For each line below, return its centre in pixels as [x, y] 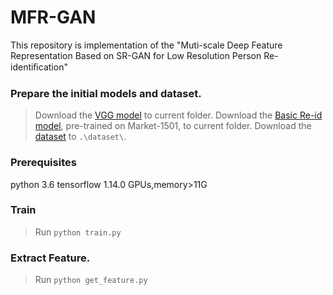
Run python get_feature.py [91, 280]
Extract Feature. [50, 258]
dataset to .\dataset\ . [80, 137]
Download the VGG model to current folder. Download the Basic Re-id [178, 115]
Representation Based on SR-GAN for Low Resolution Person [136, 55]
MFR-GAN [53, 17]
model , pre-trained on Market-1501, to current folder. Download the [173, 126]
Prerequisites [43, 163]
